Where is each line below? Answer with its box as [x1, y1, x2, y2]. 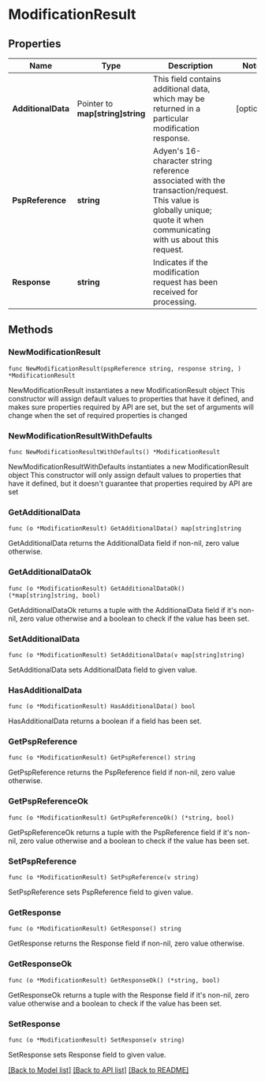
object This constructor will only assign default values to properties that [8, 470, 242, 479]
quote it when [152, 215, 204, 226]
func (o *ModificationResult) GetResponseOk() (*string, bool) [8, 976, 221, 984]
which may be [152, 93, 205, 104]
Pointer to [77, 99, 114, 109]
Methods [8, 323, 54, 337]
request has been [152, 277, 218, 287]
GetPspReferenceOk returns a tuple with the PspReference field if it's [8, 827, 233, 837]
